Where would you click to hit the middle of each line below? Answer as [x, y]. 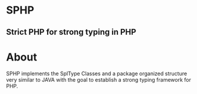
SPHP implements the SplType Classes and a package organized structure [97, 73]
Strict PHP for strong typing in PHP [71, 32]
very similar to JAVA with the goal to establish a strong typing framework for [99, 79]
